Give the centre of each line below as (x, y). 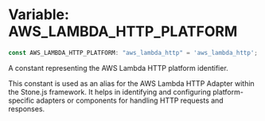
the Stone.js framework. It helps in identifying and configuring (110, 92)
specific (21, 100)
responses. (27, 108)
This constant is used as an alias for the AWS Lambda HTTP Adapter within (131, 83)
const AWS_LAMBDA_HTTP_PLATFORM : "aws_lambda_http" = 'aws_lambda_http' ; (133, 53)
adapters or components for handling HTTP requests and (130, 100)
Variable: (39, 15)
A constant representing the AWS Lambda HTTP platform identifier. (118, 68)
